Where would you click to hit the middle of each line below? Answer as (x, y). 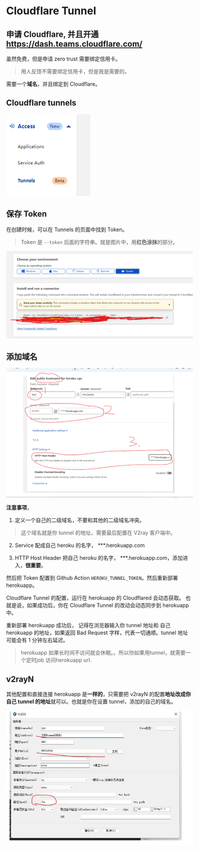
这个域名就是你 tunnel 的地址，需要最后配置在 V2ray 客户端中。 (98, 533)
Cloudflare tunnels (41, 103)
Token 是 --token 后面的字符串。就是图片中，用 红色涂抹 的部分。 (99, 242)
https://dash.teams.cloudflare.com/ (74, 44)
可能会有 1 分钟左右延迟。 (37, 640)
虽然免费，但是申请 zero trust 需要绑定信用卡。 (64, 59)
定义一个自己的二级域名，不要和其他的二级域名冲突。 (80, 520)
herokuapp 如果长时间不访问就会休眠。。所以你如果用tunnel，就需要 (103, 653)
